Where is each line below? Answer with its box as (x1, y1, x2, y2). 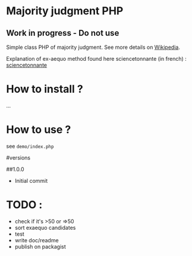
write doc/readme (14, 236, 59, 243)
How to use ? (6, 123, 71, 136)
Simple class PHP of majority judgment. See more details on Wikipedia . (6, 43, 180, 51)
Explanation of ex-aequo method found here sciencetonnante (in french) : (6, 55, 187, 62)
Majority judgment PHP (6, 4, 124, 18)
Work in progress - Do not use (6, 28, 119, 38)
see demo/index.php (6, 142, 54, 149)
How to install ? (6, 82, 83, 96)
